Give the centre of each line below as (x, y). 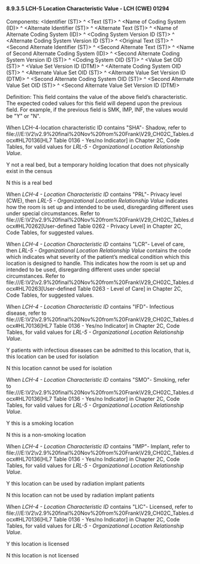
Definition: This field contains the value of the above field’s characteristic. (97, 97)
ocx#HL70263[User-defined (41, 289)
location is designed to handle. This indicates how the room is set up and (96, 263)
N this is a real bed (29, 183)
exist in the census (29, 171)
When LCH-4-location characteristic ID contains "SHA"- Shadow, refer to (96, 128)
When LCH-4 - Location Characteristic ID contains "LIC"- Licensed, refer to (100, 507)
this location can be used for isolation (52, 357)
